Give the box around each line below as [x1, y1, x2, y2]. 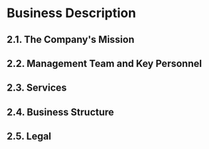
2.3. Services [6, 82, 67, 94]
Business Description [6, 5, 136, 21]
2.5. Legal [6, 130, 51, 143]
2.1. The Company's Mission [6, 34, 135, 46]
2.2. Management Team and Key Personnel [6, 57, 203, 69]
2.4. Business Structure [6, 106, 115, 118]
